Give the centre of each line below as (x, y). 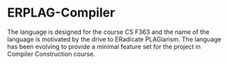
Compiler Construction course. (51, 54)
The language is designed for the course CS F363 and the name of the (108, 32)
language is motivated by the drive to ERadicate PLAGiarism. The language (114, 39)
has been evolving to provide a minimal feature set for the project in (104, 46)
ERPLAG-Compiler (61, 13)
